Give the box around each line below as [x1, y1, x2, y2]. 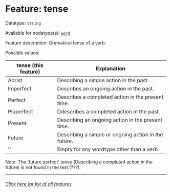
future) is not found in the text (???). [5, 164, 81, 170]
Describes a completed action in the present [57, 93, 164, 100]
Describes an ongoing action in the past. [57, 85, 155, 92]
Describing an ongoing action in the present [57, 116, 163, 123]
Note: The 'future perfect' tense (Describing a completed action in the [5, 159, 153, 165]
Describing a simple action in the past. [57, 77, 149, 84]
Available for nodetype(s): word [5, 30, 71, 36]
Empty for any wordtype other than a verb [57, 146, 158, 153]
